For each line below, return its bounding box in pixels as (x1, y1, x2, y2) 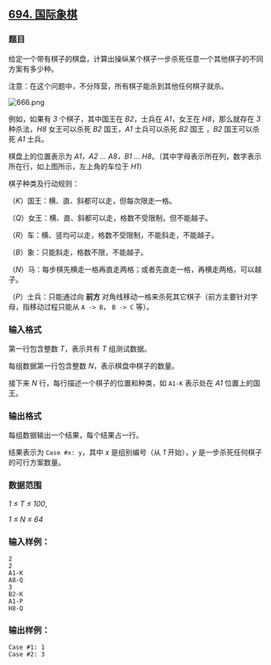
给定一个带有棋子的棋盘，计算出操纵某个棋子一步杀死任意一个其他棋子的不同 (8, 53, 264, 63)
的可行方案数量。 (8, 457, 66, 467)
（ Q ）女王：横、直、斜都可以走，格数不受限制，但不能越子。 (8, 213, 213, 222)
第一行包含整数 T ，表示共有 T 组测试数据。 (8, 343, 151, 353)
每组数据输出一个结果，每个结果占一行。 (8, 431, 143, 440)
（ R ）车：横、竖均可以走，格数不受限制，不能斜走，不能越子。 (8, 229, 219, 240)
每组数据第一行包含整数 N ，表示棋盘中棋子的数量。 (8, 360, 180, 370)
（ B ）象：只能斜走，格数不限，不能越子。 (8, 247, 148, 257)
